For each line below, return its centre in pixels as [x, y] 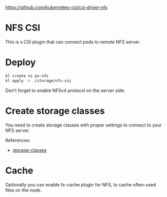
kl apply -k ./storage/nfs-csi [38, 81]
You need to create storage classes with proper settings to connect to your [83, 125]
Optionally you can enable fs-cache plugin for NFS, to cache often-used [81, 184]
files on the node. [24, 190]
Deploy [21, 62]
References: [18, 140]
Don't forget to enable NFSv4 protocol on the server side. [65, 90]
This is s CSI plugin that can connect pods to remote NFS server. [73, 42]
